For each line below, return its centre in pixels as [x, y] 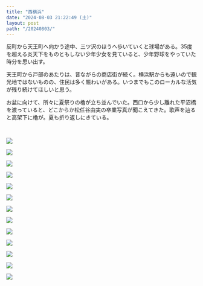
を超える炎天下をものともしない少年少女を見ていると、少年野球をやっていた [101, 54]
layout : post [23, 23]
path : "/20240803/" [31, 29]
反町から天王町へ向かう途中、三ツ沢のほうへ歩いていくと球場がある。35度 [99, 46]
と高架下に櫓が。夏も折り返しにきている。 [59, 118]
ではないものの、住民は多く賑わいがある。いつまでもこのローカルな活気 [107, 82]
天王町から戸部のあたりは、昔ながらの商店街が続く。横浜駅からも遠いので [99, 75]
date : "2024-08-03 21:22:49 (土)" [49, 17]
